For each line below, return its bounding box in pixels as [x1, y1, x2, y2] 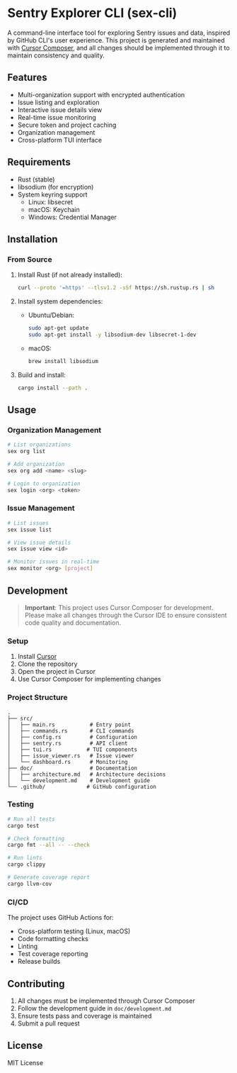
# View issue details [7, 539, 71, 546]
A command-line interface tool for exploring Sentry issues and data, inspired [7, 28, 231, 37]
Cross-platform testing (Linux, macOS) [17, 927, 131, 935]
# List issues [7, 519, 50, 526]
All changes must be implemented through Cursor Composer [17, 996, 196, 1005]
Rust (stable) [17, 175, 55, 184]
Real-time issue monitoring [17, 113, 97, 121]
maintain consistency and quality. [7, 51, 105, 60]
